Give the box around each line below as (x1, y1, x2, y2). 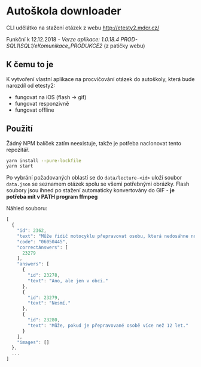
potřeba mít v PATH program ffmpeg (6, 193, 98, 201)
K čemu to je (6, 59, 54, 70)
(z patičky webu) (103, 42, 145, 49)
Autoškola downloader (6, 4, 121, 18)
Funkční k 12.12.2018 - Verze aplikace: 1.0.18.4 (6, 35, 120, 43)
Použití (6, 124, 33, 134)
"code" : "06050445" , (17, 238, 68, 244)
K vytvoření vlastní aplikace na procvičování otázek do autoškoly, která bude (6, 75, 195, 82)
